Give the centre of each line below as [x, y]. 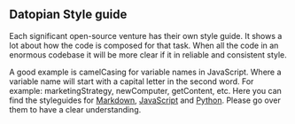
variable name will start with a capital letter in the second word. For [132, 81]
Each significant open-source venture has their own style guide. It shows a [146, 35]
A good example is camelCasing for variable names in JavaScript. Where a [145, 72]
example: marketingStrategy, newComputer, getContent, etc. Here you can [145, 90]
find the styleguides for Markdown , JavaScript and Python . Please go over [145, 100]
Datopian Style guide [68, 15]
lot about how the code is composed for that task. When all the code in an [144, 45]
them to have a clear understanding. [75, 109]
